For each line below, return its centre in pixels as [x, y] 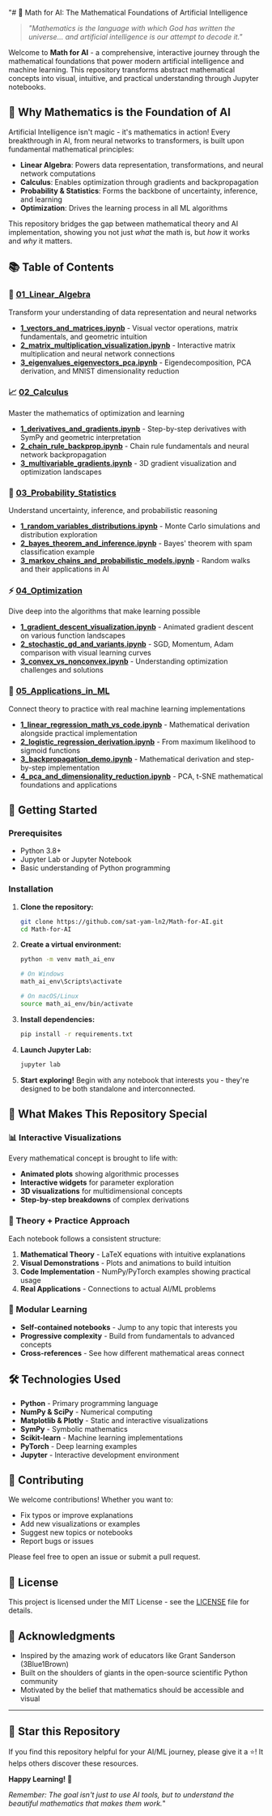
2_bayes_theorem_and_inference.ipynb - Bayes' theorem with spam [136, 544]
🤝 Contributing [46, 1480]
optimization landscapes [61, 472]
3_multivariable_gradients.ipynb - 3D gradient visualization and [128, 463]
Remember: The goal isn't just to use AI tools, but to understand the [121, 1794]
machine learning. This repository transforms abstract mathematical [122, 70]
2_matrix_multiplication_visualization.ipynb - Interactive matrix [128, 345]
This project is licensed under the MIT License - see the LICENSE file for [129, 1602]
